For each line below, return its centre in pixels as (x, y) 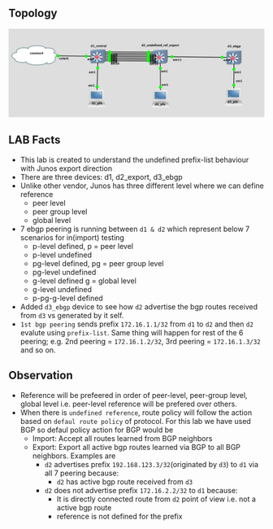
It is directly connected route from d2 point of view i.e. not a (156, 499)
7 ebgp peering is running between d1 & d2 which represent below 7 (135, 229)
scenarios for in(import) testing (72, 237)
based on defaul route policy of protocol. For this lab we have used (136, 421)
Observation (41, 376)
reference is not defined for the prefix (119, 516)
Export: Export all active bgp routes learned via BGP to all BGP (136, 447)
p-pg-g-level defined (67, 298)
